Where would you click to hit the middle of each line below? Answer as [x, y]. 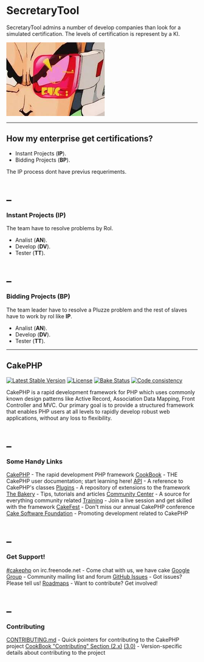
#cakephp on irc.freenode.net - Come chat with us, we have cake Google [98, 570]
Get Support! [26, 557]
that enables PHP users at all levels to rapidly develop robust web [88, 411]
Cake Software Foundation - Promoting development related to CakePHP [97, 513]
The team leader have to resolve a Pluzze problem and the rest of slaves [97, 310]
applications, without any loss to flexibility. [59, 418]
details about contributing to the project [56, 652]
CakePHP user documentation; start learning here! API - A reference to [95, 481]
